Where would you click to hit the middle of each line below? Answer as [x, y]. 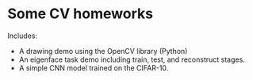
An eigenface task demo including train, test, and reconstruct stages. [132, 59]
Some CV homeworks [80, 14]
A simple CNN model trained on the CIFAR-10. [94, 67]
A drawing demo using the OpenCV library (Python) [103, 51]
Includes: [22, 36]
